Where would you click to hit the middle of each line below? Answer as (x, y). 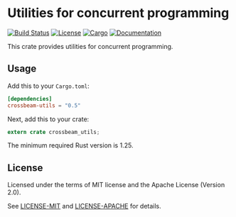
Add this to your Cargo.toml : (49, 86)
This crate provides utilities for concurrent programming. (90, 46)
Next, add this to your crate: (48, 119)
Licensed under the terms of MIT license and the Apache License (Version (116, 185)
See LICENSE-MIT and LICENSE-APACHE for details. (84, 206)
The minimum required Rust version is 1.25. (70, 145)
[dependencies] (30, 99)
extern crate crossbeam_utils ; (54, 132)
